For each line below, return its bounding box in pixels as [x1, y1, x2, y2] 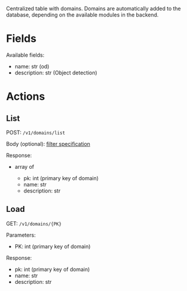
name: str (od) [14, 63, 50, 70]
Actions [6, 90, 45, 103]
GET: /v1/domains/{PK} [6, 220, 62, 227]
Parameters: [6, 231, 36, 238]
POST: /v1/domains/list [6, 129, 65, 136]
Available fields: [6, 51, 45, 58]
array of [14, 163, 34, 170]
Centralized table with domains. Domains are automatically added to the [6, 5, 181, 12]
